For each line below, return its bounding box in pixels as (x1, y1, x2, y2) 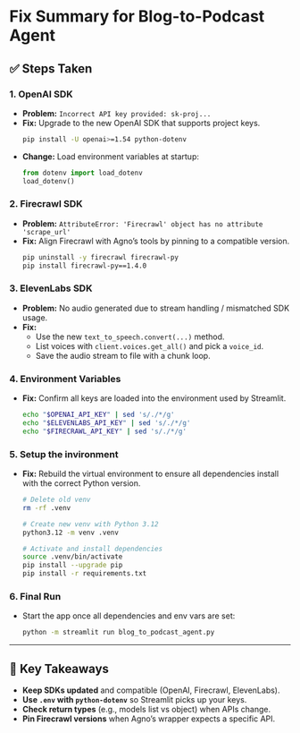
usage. (21, 311, 48, 323)
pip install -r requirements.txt (21, 569, 147, 578)
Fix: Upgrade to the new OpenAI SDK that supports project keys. (21, 117, 261, 128)
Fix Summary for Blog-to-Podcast (9, 6, 265, 27)
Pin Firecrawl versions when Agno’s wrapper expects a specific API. (21, 713, 276, 724)
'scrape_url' (21, 227, 71, 236)
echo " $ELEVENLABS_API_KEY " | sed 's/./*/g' (21, 419, 191, 428)
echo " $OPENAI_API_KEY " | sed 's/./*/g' (21, 410, 175, 420)
